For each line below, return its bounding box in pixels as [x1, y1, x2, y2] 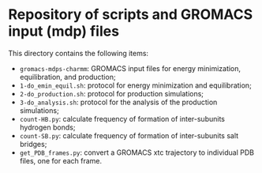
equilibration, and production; [19, 72, 116, 81]
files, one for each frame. [19, 156, 103, 165]
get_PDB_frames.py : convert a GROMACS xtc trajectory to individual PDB [19, 148, 255, 157]
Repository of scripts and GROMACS [8, 6, 253, 24]
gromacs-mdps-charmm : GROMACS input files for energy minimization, [19, 63, 241, 73]
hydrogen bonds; [19, 122, 76, 132]
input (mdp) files [8, 22, 120, 40]
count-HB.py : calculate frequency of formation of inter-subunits [19, 114, 225, 123]
